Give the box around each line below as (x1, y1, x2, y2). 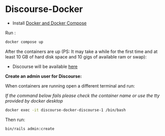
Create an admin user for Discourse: (5, 73, 82, 79)
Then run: (5, 116, 25, 122)
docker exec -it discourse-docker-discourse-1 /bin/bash (5, 107, 126, 112)
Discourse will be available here (12, 63, 78, 69)
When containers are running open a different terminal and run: (5, 82, 135, 88)
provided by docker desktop (5, 97, 63, 103)
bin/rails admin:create (5, 126, 55, 131)
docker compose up (5, 39, 43, 44)
